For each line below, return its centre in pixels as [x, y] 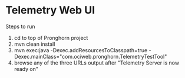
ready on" [26, 69]
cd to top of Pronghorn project [51, 38]
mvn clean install [34, 44]
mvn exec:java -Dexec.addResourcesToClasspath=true [81, 50]
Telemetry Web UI [50, 10]
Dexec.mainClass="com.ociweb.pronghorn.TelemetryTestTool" [90, 56]
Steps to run [21, 26]
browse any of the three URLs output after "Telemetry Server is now [97, 63]
